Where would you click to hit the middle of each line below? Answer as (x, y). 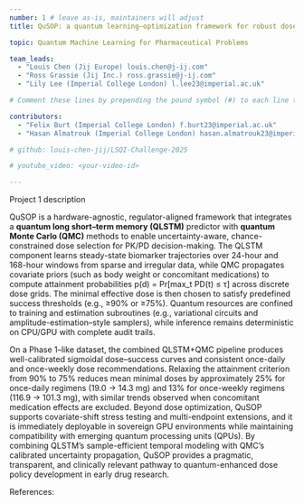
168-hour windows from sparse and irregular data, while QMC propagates (147, 265)
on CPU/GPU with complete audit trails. (82, 332)
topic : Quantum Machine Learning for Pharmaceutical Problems (129, 42)
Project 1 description (47, 200)
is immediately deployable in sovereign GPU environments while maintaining (152, 426)
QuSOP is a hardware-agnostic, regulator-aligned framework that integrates (151, 217)
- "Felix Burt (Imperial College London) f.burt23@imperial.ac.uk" (147, 125)
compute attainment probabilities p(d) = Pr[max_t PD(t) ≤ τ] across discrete (149, 285)
